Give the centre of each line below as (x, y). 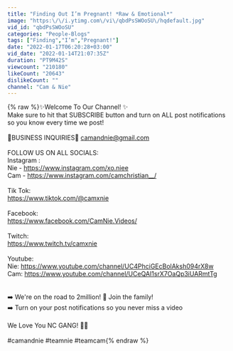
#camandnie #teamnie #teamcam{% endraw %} (78, 341)
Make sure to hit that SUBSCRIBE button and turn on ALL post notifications (116, 115)
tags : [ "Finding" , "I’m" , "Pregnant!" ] (63, 41)
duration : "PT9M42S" (38, 61)
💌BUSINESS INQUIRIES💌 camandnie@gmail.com (78, 138)
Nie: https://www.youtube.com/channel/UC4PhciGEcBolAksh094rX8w (111, 266)
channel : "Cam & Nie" (39, 87)
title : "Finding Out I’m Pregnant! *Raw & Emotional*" (90, 14)
